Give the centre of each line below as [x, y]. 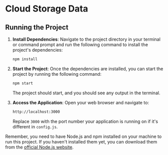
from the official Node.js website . [39, 147]
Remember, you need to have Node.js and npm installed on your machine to [83, 136]
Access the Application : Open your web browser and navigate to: [81, 102]
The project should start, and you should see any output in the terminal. [86, 93]
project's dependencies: [38, 50]
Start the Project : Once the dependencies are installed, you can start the [88, 69]
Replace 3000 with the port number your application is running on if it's [85, 121]
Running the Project [37, 27]
